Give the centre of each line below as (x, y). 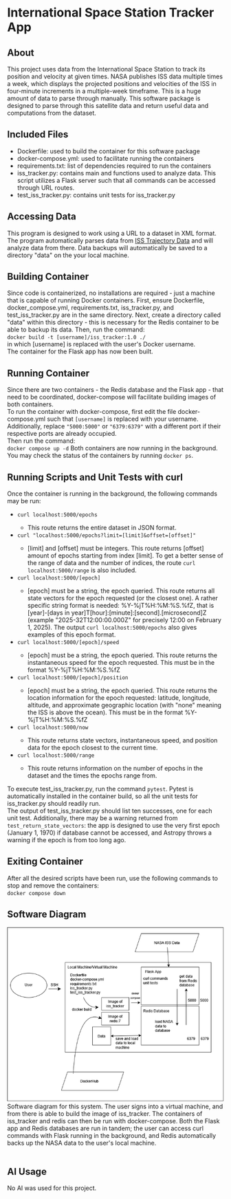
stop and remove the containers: (53, 885)
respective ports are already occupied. (62, 434)
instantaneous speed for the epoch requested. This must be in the (121, 663)
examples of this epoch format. (71, 635)
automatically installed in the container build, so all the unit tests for (102, 796)
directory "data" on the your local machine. (68, 255)
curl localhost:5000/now (53, 728)
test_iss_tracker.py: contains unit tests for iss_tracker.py (96, 195)
